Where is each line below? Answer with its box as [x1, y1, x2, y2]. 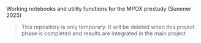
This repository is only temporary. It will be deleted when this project [21, 24, 195, 30]
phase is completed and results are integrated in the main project [21, 30, 186, 37]
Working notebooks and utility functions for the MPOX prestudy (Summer [6, 5, 191, 12]
